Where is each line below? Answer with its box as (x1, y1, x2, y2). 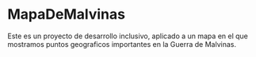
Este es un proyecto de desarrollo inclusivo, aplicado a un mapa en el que (7, 31, 249, 41)
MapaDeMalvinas (7, 5, 126, 23)
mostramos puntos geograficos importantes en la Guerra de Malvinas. (7, 39, 237, 48)
